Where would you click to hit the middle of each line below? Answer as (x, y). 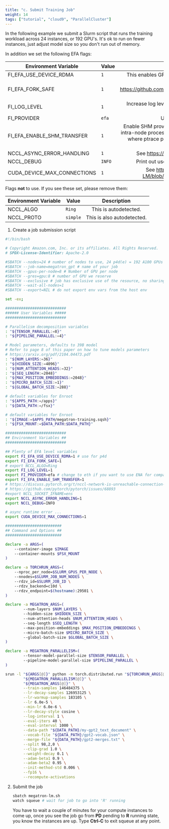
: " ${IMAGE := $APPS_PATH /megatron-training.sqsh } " (58, 420)
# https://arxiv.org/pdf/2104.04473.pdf (48, 355)
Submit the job (28, 786)
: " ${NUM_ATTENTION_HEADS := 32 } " (39, 368)
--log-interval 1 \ (44, 716)
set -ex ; (14, 299)
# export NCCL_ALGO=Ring (31, 466)
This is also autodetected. (116, 218)
